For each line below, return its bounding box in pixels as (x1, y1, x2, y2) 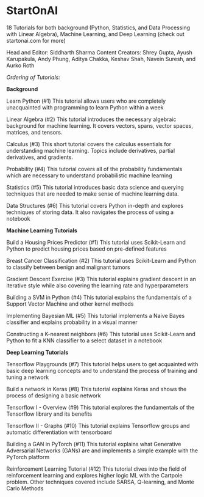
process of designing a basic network (6, 392, 102, 399)
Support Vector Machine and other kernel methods (6, 300, 134, 307)
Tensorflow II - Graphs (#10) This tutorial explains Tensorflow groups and (6, 422, 190, 429)
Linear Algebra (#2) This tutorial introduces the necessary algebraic (6, 116, 177, 123)
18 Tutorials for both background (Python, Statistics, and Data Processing (6, 24, 191, 31)
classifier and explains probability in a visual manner (6, 318, 138, 326)
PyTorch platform (6, 453, 50, 460)
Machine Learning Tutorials (6, 227, 77, 234)
